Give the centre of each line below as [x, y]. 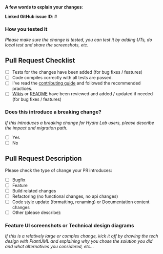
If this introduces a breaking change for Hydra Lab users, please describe [80, 123]
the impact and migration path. [36, 128]
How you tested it [26, 29]
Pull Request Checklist [40, 60]
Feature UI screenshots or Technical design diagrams [70, 225]
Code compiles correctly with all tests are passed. [62, 78]
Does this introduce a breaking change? [53, 112]
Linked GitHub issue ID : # [31, 16]
